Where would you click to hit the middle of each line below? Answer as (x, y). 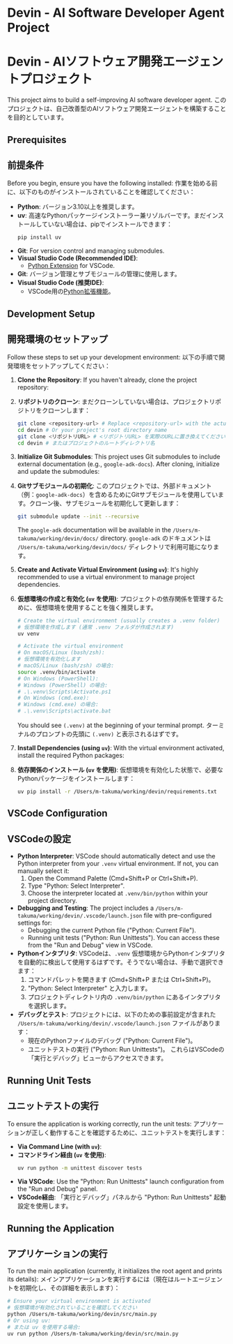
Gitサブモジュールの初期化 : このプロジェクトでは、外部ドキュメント (114, 486)
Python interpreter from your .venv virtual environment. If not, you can (118, 864)
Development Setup (51, 314)
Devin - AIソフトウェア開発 (85, 62)
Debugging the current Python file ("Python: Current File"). (112, 930)
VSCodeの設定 (39, 839)
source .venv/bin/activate (56, 672)
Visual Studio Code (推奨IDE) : (61, 283)
